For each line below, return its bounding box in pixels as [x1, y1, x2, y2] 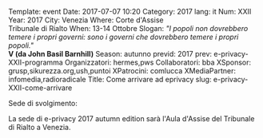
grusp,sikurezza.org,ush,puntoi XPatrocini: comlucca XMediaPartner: [8, 66, 236, 75]
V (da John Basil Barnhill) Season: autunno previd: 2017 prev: [8, 49, 213, 58]
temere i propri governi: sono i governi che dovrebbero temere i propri [8, 32, 239, 41]
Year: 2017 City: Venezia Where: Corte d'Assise [8, 15, 164, 25]
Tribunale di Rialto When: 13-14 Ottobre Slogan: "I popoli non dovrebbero [8, 24, 249, 33]
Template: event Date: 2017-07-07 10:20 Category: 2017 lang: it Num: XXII [8, 7, 252, 16]
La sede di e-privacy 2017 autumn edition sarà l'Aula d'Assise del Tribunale [8, 114, 255, 123]
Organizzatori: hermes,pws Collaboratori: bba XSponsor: [65, 57, 252, 67]
